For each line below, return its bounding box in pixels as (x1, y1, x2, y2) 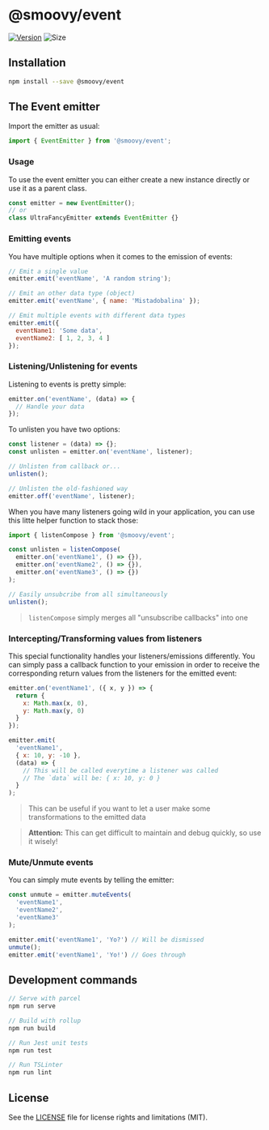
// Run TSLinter (8, 1061, 63, 1069)
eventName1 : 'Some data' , (15, 326, 103, 335)
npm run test (8, 1047, 53, 1055)
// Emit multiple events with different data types (8, 312, 186, 320)
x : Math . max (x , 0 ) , (23, 699, 89, 707)
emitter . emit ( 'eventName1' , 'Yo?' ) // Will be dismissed (8, 936, 204, 944)
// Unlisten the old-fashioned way (8, 484, 128, 493)
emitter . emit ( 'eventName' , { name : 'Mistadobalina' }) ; (8, 297, 200, 305)
